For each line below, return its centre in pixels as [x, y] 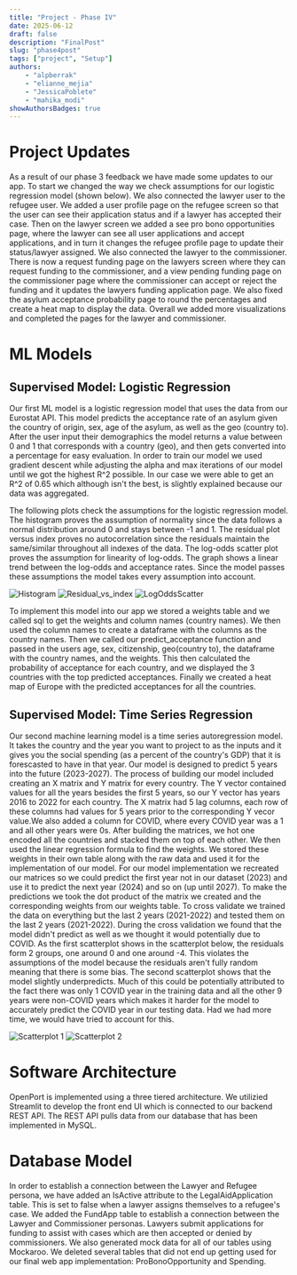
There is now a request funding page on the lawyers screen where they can [148, 262]
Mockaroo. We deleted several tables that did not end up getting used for [143, 1251]
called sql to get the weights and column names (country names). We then [145, 621]
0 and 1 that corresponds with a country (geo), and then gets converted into [148, 446]
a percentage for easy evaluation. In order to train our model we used [136, 456]
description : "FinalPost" [57, 42]
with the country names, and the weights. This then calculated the [130, 658]
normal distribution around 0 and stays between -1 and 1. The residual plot [145, 530]
